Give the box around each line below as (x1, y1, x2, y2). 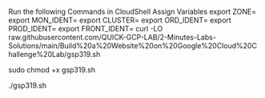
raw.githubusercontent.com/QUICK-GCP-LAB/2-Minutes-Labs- (8, 32, 216, 42)
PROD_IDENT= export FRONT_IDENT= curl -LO (8, 24, 163, 33)
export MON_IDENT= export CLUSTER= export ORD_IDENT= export (8, 15, 232, 25)
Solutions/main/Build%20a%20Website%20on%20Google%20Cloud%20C (8, 41, 258, 51)
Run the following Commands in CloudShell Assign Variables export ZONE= (8, 7, 257, 16)
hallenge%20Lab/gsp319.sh (8, 50, 101, 59)
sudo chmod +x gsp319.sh (8, 65, 96, 75)
